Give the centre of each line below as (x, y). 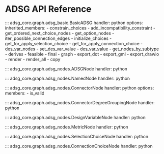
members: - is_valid (25, 93)
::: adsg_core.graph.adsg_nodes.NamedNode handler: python (68, 78)
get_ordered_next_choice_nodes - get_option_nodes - (60, 33)
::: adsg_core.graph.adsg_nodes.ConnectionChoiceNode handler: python (79, 146)
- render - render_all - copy (33, 59)
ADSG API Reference (48, 9)
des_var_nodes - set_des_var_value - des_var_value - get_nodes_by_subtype (82, 49)
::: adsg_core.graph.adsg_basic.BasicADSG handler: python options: (74, 23)
